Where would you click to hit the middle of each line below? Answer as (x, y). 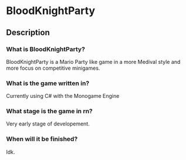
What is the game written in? (48, 83)
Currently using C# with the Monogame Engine (63, 96)
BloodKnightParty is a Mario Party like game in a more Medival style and (93, 62)
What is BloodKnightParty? (45, 49)
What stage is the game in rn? (49, 111)
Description (28, 33)
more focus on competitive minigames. (53, 68)
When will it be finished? (42, 139)
